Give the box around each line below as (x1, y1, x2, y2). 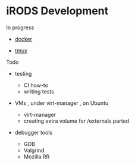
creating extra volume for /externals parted (23, 117, 130, 124)
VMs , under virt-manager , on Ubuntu (14, 99, 109, 107)
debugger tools (14, 129, 52, 136)
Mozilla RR (23, 153, 50, 160)
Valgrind (23, 147, 45, 154)
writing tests (23, 88, 55, 95)
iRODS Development (6, 4, 109, 18)
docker (14, 35, 33, 42)
